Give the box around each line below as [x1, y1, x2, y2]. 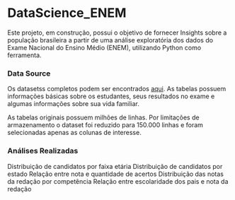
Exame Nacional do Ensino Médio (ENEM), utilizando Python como [7, 43, 202, 52]
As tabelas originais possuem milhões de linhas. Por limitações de [7, 113, 200, 122]
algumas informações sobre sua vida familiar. [7, 100, 140, 108]
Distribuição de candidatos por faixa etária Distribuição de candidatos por [7, 162, 223, 170]
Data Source [7, 69, 51, 78]
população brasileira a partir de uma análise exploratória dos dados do [7, 35, 214, 44]
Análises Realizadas [7, 146, 79, 156]
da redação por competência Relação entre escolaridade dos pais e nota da [7, 177, 229, 185]
